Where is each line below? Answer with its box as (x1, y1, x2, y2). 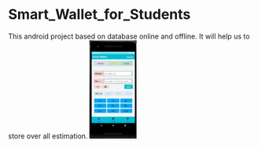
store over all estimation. (8, 131, 88, 141)
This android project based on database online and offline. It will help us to (8, 31, 250, 41)
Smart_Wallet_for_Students (8, 6, 191, 24)
